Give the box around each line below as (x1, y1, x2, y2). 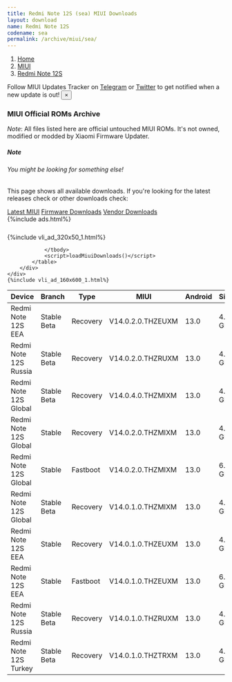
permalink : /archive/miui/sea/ (7, 36, 97, 43)
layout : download (7, 17, 57, 23)
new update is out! (7, 91, 60, 99)
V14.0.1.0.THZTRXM (109, 651, 178, 660)
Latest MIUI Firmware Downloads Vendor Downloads (7, 208, 157, 216)
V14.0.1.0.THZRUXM (109, 614, 179, 623)
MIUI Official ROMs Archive (7, 109, 101, 119)
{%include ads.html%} (7, 215, 71, 223)
